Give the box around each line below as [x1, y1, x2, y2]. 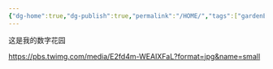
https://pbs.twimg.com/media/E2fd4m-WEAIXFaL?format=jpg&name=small [8, 51, 261, 61]
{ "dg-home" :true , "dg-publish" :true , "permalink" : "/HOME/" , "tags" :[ [8, 11, 238, 20]
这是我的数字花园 [8, 35, 66, 45]
